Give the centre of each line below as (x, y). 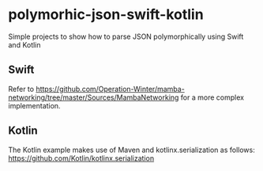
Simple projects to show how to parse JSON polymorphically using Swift (126, 36)
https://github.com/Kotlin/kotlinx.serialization (81, 158)
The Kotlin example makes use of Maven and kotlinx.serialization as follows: (131, 150)
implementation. (34, 105)
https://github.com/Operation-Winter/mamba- (110, 89)
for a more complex (212, 97)
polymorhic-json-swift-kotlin (106, 15)
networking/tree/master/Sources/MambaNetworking (94, 97)
